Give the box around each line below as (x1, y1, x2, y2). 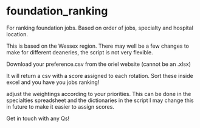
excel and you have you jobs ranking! (6, 78, 100, 86)
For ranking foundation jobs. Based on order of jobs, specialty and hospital (6, 24, 193, 31)
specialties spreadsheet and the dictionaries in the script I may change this (6, 97, 195, 104)
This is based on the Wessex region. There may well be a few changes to (6, 42, 190, 50)
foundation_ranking (6, 4, 108, 18)
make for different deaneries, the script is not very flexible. (6, 48, 153, 56)
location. (6, 30, 29, 37)
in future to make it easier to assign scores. (6, 103, 114, 110)
